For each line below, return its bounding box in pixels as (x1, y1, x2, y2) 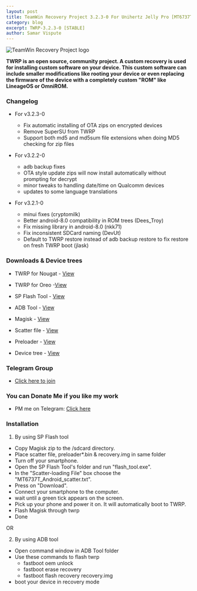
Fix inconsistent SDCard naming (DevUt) (23, 230, 121, 237)
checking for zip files (23, 141, 74, 148)
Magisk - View (14, 315, 50, 322)
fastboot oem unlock (23, 559, 74, 566)
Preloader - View (14, 338, 56, 345)
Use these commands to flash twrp (14, 553, 100, 560)
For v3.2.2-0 (14, 152, 45, 159)
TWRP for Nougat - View (14, 270, 74, 277)
